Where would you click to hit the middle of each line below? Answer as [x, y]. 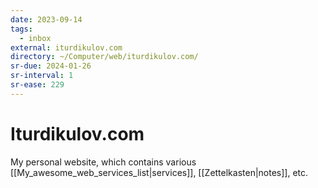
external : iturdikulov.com [66, 47]
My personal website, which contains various [103, 162]
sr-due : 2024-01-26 [51, 66]
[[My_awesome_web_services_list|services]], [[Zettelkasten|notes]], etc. [159, 172]
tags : [21, 29]
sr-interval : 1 [42, 76]
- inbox [35, 38]
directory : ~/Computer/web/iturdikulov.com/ [104, 57]
